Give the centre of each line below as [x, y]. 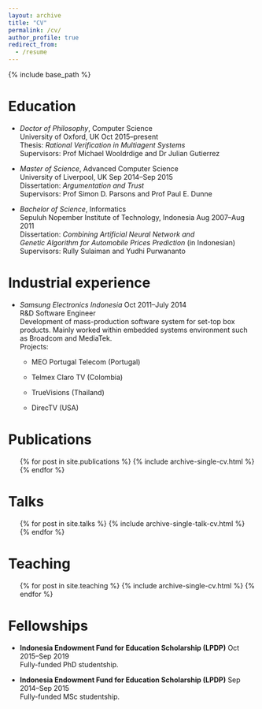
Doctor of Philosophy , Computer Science [86, 128]
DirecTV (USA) [55, 408]
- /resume [31, 52]
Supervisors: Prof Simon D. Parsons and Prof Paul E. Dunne [116, 193]
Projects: [34, 346]
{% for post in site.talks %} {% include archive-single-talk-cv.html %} [132, 523]
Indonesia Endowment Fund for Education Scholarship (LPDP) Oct [129, 647]
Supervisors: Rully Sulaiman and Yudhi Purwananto [103, 251]
